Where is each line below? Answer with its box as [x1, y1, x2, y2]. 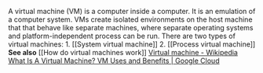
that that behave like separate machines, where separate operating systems [8, 23, 254, 32]
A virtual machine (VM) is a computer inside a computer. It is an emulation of [8, 7, 256, 16]
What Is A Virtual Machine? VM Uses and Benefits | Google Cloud [8, 56, 220, 65]
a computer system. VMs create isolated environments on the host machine [8, 15, 253, 24]
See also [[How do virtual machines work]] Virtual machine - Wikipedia [8, 48, 238, 57]
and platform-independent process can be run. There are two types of [8, 31, 236, 40]
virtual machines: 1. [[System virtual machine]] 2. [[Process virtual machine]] [8, 40, 256, 49]
